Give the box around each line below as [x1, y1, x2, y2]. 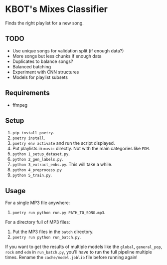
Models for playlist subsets [12, 74, 68, 80]
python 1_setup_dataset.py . [12, 151, 70, 157]
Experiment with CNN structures [12, 69, 79, 75]
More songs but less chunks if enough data [12, 53, 102, 59]
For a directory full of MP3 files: [5, 219, 70, 225]
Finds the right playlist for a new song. [5, 20, 84, 26]
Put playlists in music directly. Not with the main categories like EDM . [12, 146, 151, 152]
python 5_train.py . [12, 172, 52, 178]
